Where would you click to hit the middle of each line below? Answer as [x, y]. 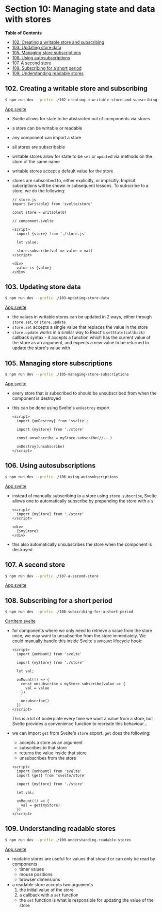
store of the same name [36, 161]
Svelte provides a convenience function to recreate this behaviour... [80, 724]
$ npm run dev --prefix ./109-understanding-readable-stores [68, 840]
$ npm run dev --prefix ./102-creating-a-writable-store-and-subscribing [81, 100]
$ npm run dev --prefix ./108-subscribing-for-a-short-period [69, 612]
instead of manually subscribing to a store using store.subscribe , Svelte [84, 496]
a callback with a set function [49, 895]
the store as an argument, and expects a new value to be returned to [81, 343]
